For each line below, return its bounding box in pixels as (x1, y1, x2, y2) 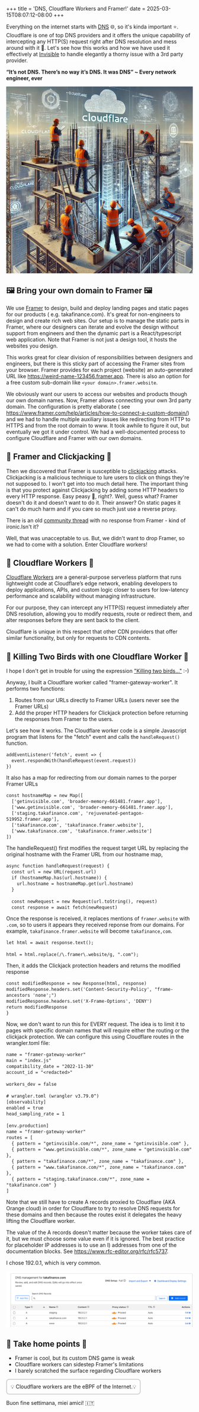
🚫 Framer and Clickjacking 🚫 (6, 452, 112, 462)
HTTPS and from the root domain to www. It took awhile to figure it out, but (6, 422, 190, 429)
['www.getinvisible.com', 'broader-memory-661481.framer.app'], (11, 805, 174, 811)
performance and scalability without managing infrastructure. (6, 592, 156, 600)
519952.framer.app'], (6, 817, 60, 823)
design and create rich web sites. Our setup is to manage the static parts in (6, 317, 190, 324)
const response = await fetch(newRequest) (11, 904, 118, 911)
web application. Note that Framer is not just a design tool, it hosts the (6, 336, 177, 343)
